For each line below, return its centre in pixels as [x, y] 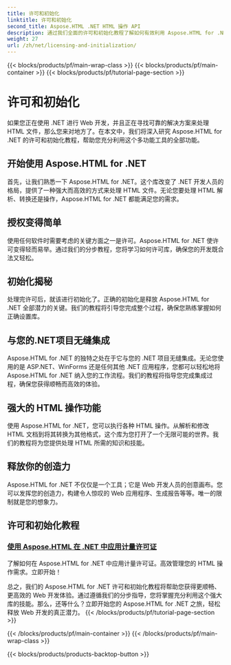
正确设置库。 [25, 317]
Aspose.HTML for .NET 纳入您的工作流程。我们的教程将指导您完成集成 [107, 375]
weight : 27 [23, 39]
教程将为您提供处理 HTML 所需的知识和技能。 [84, 443]
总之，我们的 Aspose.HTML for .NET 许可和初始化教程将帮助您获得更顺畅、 [114, 587]
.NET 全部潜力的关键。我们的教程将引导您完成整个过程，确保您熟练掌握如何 [114, 308]
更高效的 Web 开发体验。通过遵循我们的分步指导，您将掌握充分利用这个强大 [114, 595]
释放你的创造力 [39, 466]
